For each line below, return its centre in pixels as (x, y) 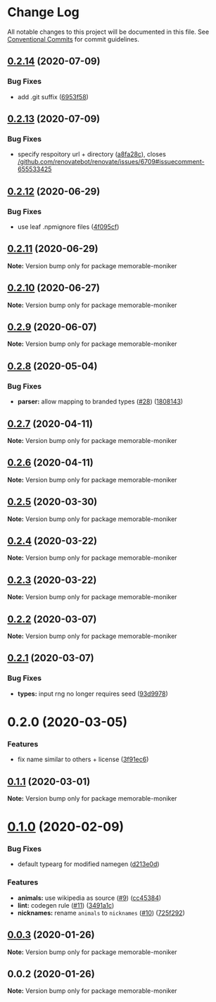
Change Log (43, 12)
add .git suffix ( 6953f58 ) (53, 96)
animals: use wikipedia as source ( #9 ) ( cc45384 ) (89, 898)
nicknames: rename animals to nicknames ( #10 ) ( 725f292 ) (101, 913)
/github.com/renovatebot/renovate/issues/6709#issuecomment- (111, 162)
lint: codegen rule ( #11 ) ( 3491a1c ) (66, 905)
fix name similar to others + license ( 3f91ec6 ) (83, 759)
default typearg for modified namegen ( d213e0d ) (88, 864)
